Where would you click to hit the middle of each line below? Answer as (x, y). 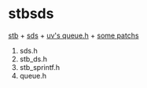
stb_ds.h (33, 59)
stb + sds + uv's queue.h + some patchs (73, 35)
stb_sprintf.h (40, 67)
